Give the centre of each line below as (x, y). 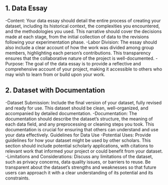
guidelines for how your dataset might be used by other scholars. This (78, 140)
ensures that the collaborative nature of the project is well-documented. (80, 58)
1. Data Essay (26, 8)
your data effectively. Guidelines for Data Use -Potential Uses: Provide (78, 135)
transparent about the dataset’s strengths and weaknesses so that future (81, 167)
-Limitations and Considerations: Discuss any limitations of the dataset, (79, 156)
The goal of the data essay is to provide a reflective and (83, 63)
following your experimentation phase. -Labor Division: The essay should (81, 42)
